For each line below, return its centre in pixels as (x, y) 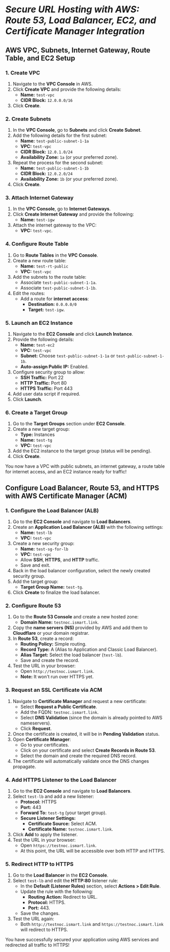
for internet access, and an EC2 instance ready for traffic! (66, 472)
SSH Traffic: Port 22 (42, 378)
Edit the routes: (29, 293)
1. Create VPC (23, 73)
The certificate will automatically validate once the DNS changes (81, 761)
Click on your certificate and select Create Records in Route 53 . (88, 750)
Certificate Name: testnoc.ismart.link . (71, 829)
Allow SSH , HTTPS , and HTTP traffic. (60, 560)
